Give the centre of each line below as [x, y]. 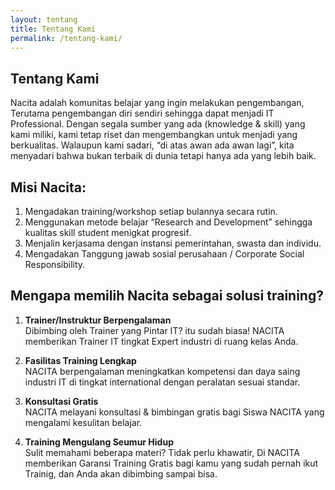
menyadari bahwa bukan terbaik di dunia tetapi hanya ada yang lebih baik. [163, 156]
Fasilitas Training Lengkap [80, 360]
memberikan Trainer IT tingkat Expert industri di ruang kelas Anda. [161, 341]
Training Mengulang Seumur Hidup [99, 442]
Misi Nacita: [48, 187]
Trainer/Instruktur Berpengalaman [98, 320]
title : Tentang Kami [53, 29]
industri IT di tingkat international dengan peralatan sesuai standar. [162, 382]
